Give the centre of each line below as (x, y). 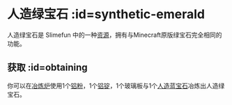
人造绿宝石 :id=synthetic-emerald (106, 14)
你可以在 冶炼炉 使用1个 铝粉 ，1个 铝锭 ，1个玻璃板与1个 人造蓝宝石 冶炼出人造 (113, 86)
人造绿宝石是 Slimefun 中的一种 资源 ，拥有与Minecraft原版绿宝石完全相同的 (115, 35)
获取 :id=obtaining (48, 68)
